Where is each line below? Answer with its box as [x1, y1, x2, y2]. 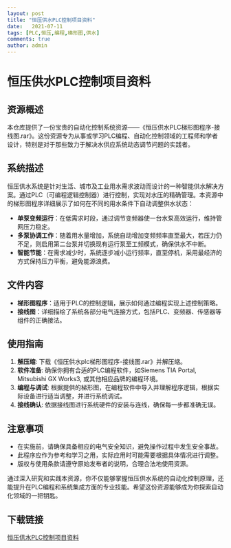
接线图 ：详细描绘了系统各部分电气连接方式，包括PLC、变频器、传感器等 [16, 307, 222, 316]
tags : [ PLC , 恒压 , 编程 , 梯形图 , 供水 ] [7, 29, 100, 37]
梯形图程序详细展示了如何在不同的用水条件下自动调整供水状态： [12, 199, 194, 207]
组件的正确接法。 [16, 316, 66, 324]
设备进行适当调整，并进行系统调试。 [23, 392, 126, 400]
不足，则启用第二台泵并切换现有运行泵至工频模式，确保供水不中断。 [16, 239, 210, 248]
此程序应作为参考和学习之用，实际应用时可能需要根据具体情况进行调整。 [16, 451, 222, 459]
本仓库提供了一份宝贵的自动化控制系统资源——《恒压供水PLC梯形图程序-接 [7, 123, 221, 131]
